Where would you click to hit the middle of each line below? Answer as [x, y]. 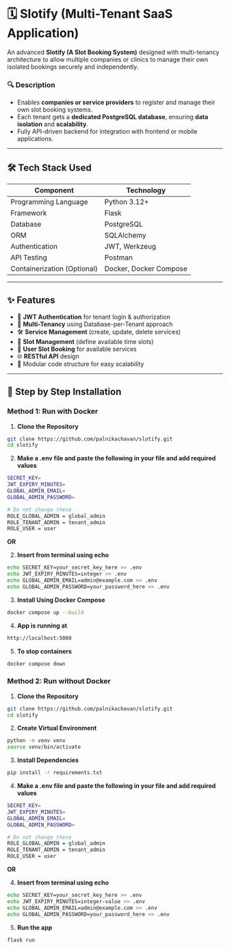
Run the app [35, 927]
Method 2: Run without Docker [59, 681]
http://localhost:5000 [39, 638]
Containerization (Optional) [54, 269]
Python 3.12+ [127, 202]
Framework [29, 213]
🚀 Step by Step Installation [64, 392]
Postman [119, 258]
